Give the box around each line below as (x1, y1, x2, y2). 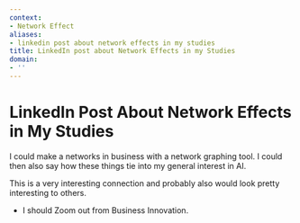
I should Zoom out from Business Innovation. (22, 204, 189, 216)
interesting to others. (9, 187, 87, 198)
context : (9, 13, 42, 22)
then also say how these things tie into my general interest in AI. (9, 160, 247, 171)
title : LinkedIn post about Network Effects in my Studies (9, 47, 236, 56)
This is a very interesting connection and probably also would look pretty (9, 177, 280, 189)
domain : (9, 55, 39, 64)
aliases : (9, 30, 42, 39)
